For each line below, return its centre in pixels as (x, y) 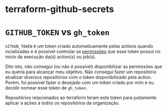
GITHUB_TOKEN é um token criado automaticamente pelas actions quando (79, 46)
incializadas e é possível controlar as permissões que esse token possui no (83, 52)
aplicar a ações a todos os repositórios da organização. (62, 103)
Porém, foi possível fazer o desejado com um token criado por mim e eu (79, 83)
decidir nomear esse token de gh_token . (46, 88)
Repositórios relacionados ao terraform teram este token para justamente (81, 98)
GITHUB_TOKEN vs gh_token (57, 32)
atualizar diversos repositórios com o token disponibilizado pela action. (78, 77)
